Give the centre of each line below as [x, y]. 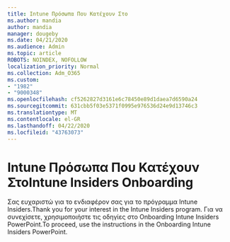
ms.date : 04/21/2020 [38, 40]
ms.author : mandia [34, 21]
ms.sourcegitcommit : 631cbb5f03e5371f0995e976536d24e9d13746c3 [103, 106]
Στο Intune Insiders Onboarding [100, 182]
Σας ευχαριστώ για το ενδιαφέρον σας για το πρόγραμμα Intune [103, 202]
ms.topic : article [34, 54]
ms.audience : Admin [36, 47]
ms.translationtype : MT [42, 113]
